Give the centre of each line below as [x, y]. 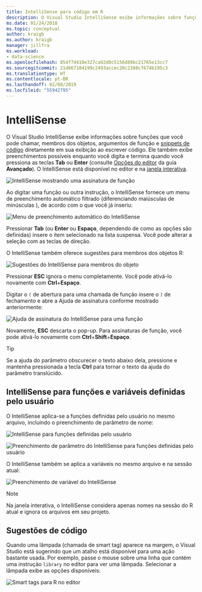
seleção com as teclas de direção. [49, 241]
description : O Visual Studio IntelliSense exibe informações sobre [94, 17]
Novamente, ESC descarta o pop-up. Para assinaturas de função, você [94, 330]
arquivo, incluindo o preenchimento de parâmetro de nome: [80, 422]
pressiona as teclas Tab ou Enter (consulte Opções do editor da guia [91, 162]
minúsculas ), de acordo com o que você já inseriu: [69, 205]
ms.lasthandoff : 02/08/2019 [41, 85]
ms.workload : [23, 51]
